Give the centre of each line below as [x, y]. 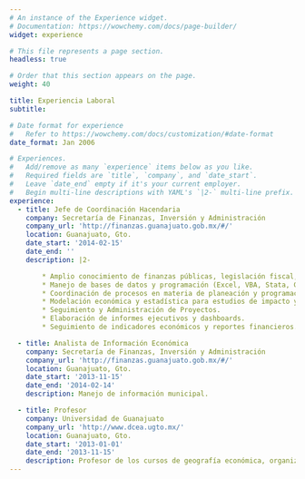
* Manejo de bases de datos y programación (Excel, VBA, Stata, [166, 285]
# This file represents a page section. [87, 51]
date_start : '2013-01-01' [75, 444]
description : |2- [59, 259]
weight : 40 [30, 84]
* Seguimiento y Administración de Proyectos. [132, 310]
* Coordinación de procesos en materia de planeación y [150, 293]
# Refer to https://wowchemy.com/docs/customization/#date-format [142, 134]
